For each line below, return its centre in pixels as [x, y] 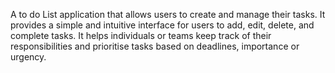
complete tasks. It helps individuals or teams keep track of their [141, 35]
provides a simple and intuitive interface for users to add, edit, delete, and [162, 25]
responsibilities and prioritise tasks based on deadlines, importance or [155, 46]
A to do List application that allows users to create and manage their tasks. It [168, 14]
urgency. [28, 57]
